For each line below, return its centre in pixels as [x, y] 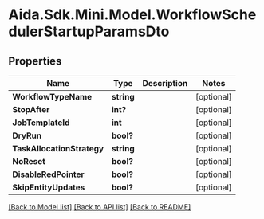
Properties [35, 61]
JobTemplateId [41, 123]
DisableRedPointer [49, 174]
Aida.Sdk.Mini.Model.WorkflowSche [132, 15]
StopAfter [31, 109]
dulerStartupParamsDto [89, 31]
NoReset [29, 161]
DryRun [27, 135]
